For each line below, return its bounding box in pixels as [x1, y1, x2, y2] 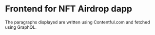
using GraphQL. [5, 24, 37, 30]
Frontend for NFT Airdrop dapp [5, 3, 133, 14]
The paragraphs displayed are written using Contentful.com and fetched [5, 19, 150, 25]
